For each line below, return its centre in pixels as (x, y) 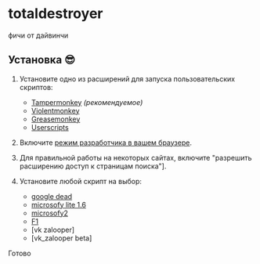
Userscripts (50, 127)
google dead (52, 196)
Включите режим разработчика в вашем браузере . (105, 143)
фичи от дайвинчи (38, 35)
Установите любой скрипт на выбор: (81, 181)
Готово (20, 253)
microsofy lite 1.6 (58, 204)
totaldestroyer (56, 14)
